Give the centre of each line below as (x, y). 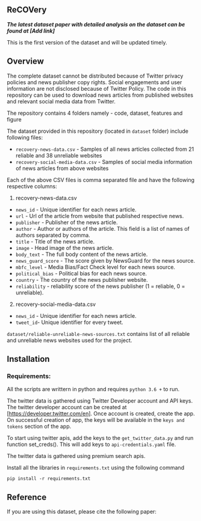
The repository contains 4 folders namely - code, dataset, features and (95, 113)
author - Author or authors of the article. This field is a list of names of (103, 228)
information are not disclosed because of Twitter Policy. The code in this (97, 88)
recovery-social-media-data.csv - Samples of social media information (104, 162)
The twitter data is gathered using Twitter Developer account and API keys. (100, 401)
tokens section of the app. (39, 427)
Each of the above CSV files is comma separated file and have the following (101, 180)
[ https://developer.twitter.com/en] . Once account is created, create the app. (101, 413)
